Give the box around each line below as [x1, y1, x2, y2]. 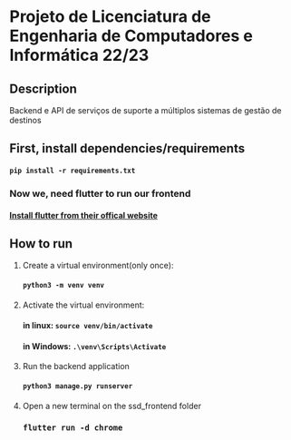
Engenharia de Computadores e [9, 25, 254, 46]
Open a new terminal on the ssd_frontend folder [22, 400, 202, 411]
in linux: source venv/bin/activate [22, 320, 153, 331]
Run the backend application [22, 361, 130, 372]
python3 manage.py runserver [22, 381, 133, 391]
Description [9, 81, 77, 96]
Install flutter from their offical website [9, 210, 159, 220]
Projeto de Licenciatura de [9, 6, 211, 27]
